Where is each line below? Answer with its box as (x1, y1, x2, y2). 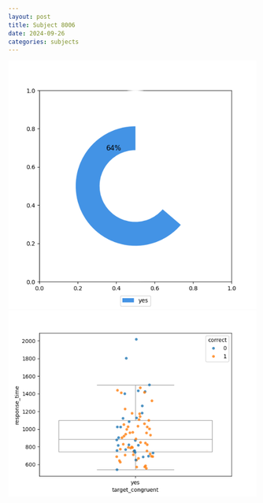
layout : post (8, 13, 51, 20)
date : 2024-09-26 (8, 29, 65, 37)
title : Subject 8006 (8, 20, 76, 29)
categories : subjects (8, 38, 80, 46)
